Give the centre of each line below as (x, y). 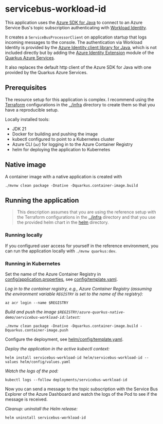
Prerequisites (26, 88)
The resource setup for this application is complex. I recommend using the (80, 99)
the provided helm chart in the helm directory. (63, 222)
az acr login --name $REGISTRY (37, 303)
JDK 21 (19, 129)
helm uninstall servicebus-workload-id (45, 418)
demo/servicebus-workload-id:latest (42, 317)
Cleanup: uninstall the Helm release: (41, 408)
